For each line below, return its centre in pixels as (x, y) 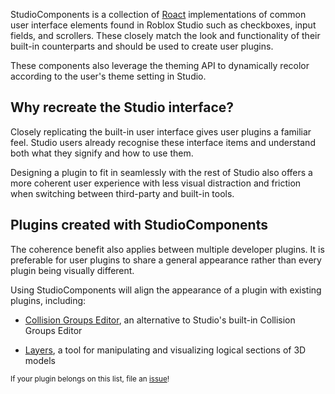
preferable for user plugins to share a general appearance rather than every (166, 260)
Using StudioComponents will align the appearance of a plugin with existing (166, 290)
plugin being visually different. (72, 270)
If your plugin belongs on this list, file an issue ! (90, 379)
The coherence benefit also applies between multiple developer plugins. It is (167, 249)
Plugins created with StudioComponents (139, 225)
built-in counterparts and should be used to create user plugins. (142, 46)
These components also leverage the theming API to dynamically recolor (160, 65)
